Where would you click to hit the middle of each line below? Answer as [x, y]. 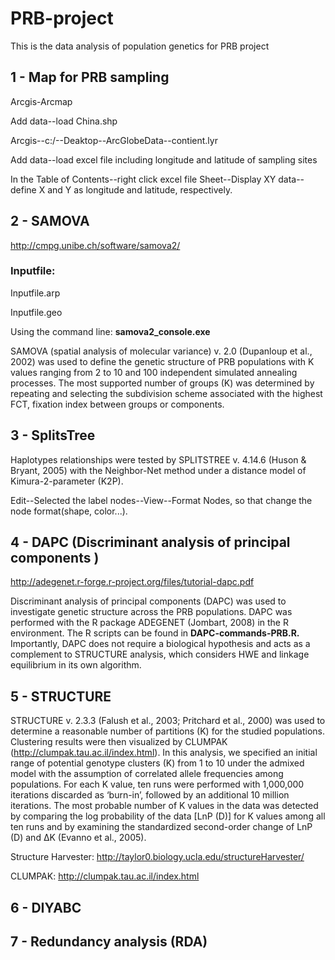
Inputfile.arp [35, 293]
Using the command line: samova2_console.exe [110, 331]
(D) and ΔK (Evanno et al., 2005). [78, 838]
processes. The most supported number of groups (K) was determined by [162, 383]
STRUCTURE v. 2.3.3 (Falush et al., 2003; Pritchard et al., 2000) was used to [168, 721]
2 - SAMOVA [50, 221]
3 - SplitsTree [53, 435]
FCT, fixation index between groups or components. [117, 404]
